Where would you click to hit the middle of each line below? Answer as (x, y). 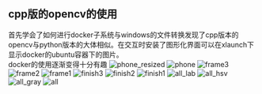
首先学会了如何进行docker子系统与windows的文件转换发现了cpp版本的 (123, 35)
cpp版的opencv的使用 (63, 14)
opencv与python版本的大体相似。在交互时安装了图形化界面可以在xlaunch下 (131, 44)
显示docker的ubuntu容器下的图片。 (66, 55)
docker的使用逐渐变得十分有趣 (58, 64)
